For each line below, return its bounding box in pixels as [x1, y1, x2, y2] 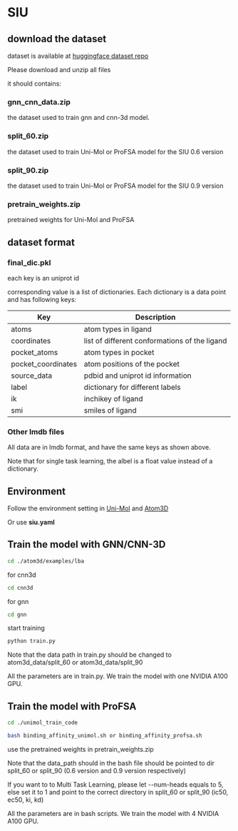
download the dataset [7, 33, 107, 45]
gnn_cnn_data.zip [7, 97, 71, 107]
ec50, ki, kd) [7, 795, 44, 804]
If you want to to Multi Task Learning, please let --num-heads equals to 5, [7, 780, 224, 789]
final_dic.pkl [7, 258, 51, 268]
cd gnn [7, 611, 27, 618]
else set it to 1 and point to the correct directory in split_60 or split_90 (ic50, [7, 787, 229, 796]
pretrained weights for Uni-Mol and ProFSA [7, 216, 135, 224]
